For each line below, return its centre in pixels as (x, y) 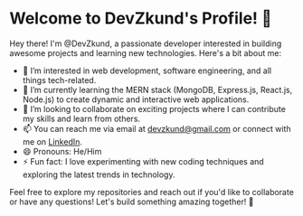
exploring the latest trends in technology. (99, 174)
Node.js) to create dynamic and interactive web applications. (136, 99)
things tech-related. (59, 80)
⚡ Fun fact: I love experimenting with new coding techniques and (143, 161)
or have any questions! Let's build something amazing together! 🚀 (132, 202)
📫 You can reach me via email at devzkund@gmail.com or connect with (156, 128)
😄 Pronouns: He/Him (62, 151)
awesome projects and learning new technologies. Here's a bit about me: (146, 52)
